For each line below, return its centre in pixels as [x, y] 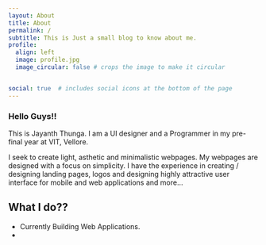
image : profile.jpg [48, 60]
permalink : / [30, 30]
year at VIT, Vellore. [56, 142]
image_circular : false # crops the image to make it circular [120, 67]
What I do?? [39, 207]
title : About [30, 23]
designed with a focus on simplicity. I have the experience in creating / [124, 165]
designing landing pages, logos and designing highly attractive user [119, 174]
